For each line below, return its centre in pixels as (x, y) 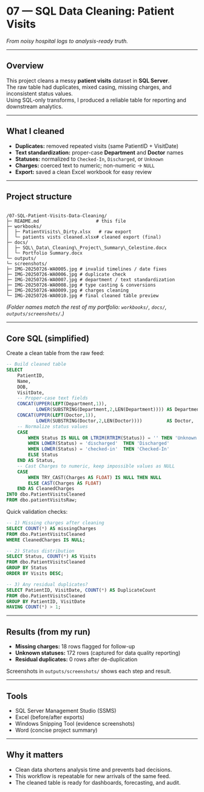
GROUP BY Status (27, 568)
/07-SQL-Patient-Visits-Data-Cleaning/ (57, 216)
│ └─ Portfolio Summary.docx (45, 253)
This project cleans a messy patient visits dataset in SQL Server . (88, 80)
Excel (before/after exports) (50, 717)
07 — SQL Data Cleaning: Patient (90, 11)
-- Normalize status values (53, 426)
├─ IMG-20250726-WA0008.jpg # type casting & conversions (81, 285)
